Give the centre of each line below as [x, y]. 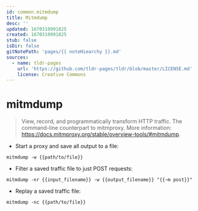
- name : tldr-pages [37, 63]
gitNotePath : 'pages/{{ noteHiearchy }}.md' [64, 52]
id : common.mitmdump [33, 12]
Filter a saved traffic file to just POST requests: [74, 169]
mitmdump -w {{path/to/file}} [45, 157]
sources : [17, 57]
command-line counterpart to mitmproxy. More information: [96, 128]
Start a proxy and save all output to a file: [67, 146]
